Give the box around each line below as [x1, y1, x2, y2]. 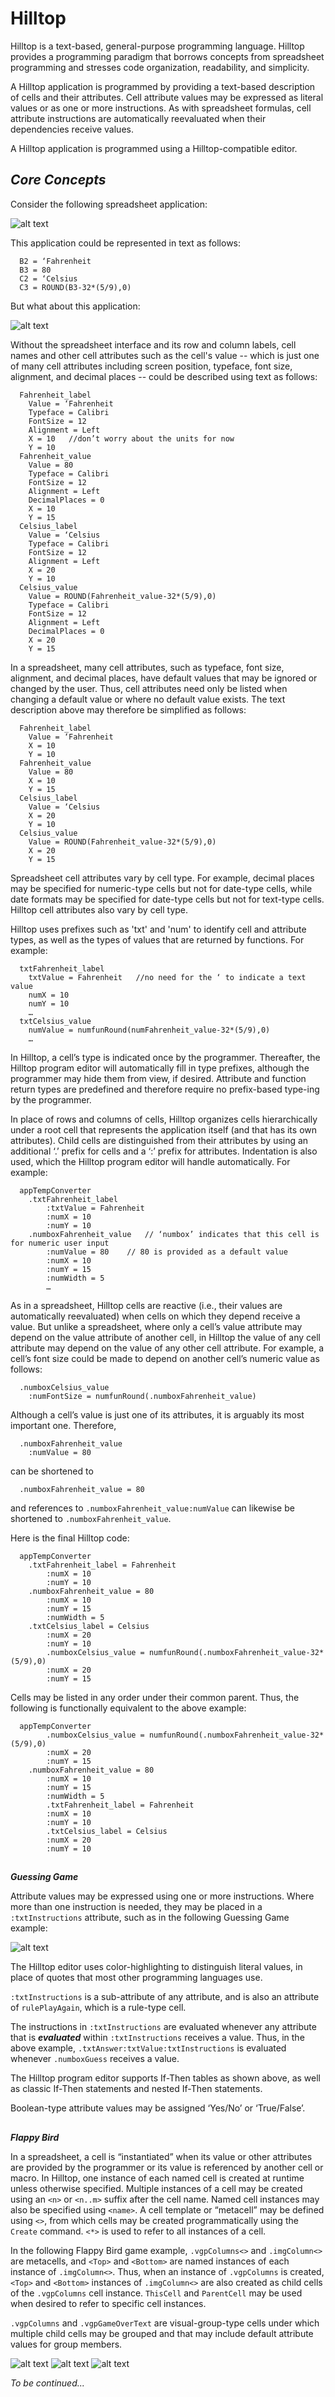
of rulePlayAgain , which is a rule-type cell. [10, 2002, 187, 2014]
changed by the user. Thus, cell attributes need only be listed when [10, 682, 288, 694]
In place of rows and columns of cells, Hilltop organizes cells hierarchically [10, 1113, 318, 1125]
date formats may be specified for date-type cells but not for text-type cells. [10, 893, 325, 905]
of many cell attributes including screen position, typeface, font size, [10, 360, 293, 372]
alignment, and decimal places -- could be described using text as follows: [10, 370, 318, 382]
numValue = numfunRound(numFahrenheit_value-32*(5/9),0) [28, 1025, 271, 1035]
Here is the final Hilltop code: [10, 1532, 130, 1544]
